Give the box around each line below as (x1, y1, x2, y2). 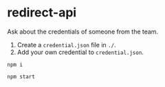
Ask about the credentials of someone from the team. (7, 27, 159, 36)
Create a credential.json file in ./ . (16, 40, 116, 49)
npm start (7, 73, 36, 80)
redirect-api (7, 5, 77, 21)
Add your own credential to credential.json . (16, 48, 144, 56)
